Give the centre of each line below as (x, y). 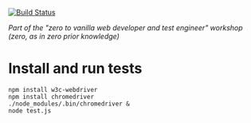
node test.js (30, 111)
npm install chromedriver (51, 97)
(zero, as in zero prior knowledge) (64, 36)
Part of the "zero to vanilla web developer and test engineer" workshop (125, 28)
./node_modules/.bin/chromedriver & (69, 104)
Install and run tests (75, 69)
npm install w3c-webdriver (53, 89)
